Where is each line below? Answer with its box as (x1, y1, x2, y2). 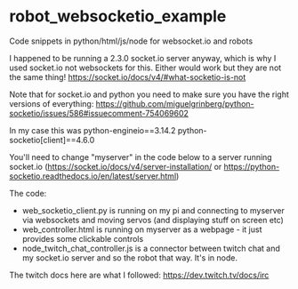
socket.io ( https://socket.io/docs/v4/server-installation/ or (9, 161, 222, 172)
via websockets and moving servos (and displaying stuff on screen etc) (21, 214, 285, 225)
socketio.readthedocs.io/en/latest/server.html (9, 171, 177, 181)
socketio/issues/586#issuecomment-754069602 (9, 108, 189, 118)
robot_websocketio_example (9, 6, 227, 27)
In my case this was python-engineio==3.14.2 (9, 124, 176, 135)
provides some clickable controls (21, 233, 144, 244)
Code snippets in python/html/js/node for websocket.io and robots (9, 36, 254, 46)
